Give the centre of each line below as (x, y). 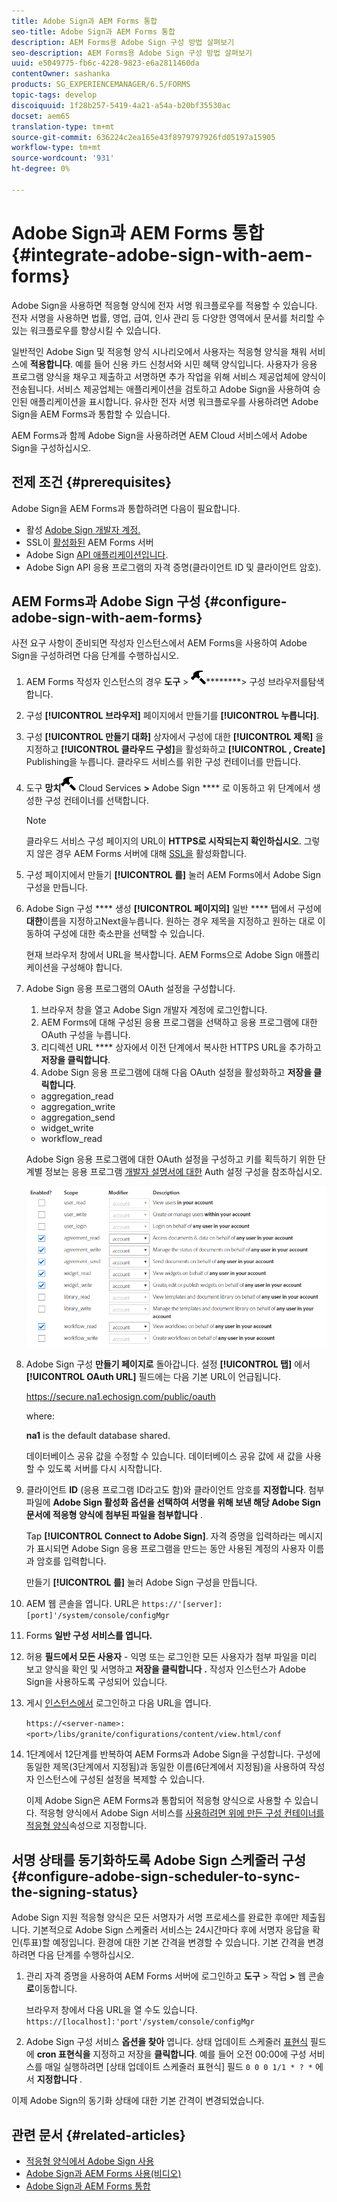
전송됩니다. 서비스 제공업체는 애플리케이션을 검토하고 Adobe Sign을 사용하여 (161, 389)
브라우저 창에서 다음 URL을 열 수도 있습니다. (111, 2010)
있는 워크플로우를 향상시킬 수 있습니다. (86, 330)
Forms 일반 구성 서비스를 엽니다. (89, 1636)
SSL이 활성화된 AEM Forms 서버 (89, 542)
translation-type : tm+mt (63, 126)
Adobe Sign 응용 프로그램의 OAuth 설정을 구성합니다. (130, 989)
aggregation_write (78, 1107)
